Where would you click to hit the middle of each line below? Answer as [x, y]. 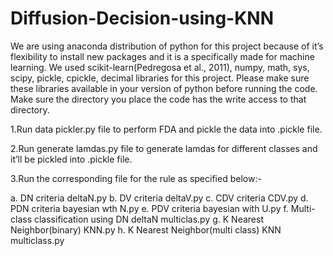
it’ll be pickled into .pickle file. [71, 159]
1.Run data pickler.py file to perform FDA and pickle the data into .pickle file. [166, 129]
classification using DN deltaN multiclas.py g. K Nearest [148, 219]
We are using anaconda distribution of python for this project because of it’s [167, 46]
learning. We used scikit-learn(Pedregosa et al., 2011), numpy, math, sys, [160, 67]
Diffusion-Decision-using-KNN [142, 18]
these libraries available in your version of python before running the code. [164, 88]
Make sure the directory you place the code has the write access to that [158, 99]
